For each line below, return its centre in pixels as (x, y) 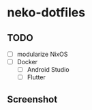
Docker (27, 62)
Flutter (36, 77)
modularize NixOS (42, 54)
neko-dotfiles (46, 13)
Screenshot (32, 99)
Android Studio (48, 70)
